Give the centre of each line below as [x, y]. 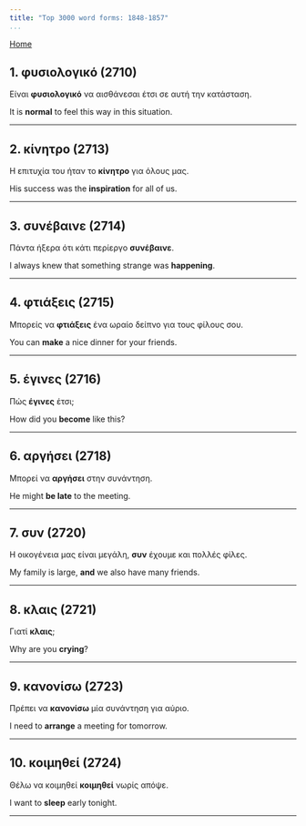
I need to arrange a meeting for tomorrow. [89, 726]
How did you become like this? [67, 419]
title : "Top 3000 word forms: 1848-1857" [89, 18]
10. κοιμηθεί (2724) [66, 763]
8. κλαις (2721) [53, 610]
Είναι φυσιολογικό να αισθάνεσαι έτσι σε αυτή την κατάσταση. [131, 94]
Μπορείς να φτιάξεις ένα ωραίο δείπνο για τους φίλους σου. [127, 324]
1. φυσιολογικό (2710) [73, 72]
